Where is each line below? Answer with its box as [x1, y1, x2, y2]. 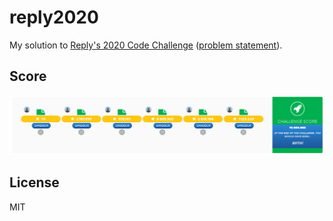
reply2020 [9, 6, 99, 29]
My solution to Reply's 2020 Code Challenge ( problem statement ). [9, 39, 283, 51]
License [9, 174, 60, 191]
